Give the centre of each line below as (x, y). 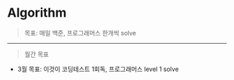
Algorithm (37, 13)
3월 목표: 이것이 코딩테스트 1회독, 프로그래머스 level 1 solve (98, 69)
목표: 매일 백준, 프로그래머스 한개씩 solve (80, 33)
